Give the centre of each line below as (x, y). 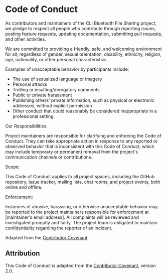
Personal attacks (30, 84)
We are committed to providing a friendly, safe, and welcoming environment (83, 49)
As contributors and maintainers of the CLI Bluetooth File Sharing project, (81, 23)
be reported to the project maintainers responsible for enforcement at (77, 212)
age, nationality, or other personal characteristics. (56, 59)
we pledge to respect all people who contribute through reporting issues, (81, 28)
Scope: (13, 167)
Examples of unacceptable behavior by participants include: (67, 69)
